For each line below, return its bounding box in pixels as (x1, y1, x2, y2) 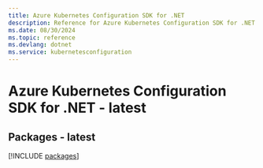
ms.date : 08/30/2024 (8, 26, 76, 34)
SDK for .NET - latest (8, 99, 147, 117)
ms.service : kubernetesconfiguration (8, 48, 132, 56)
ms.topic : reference (8, 33, 76, 42)
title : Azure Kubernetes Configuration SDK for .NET (8, 11, 185, 20)
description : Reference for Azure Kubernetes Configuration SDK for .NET (8, 19, 256, 27)
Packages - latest (8, 130, 96, 144)
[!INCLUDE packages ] (8, 151, 80, 160)
